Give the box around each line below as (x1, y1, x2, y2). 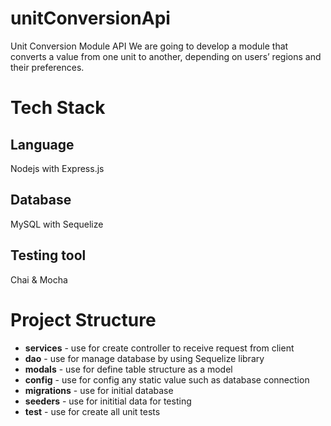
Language (10, 136, 75, 153)
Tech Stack (10, 97, 106, 119)
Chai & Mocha (10, 273, 68, 286)
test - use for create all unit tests (24, 405, 161, 417)
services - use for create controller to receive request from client (24, 342, 295, 354)
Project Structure (10, 308, 157, 331)
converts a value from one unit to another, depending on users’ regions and (10, 50, 322, 62)
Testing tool (10, 247, 87, 264)
